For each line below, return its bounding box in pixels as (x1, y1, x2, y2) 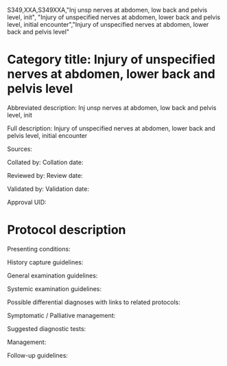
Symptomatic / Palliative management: (7, 311, 116, 319)
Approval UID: (7, 198, 47, 206)
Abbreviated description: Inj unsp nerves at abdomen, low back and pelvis (7, 103, 217, 112)
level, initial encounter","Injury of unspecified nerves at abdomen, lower (7, 21, 209, 28)
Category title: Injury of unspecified (7, 52, 216, 67)
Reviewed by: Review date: (7, 171, 84, 179)
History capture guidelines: (7, 258, 84, 266)
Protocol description (7, 222, 126, 238)
